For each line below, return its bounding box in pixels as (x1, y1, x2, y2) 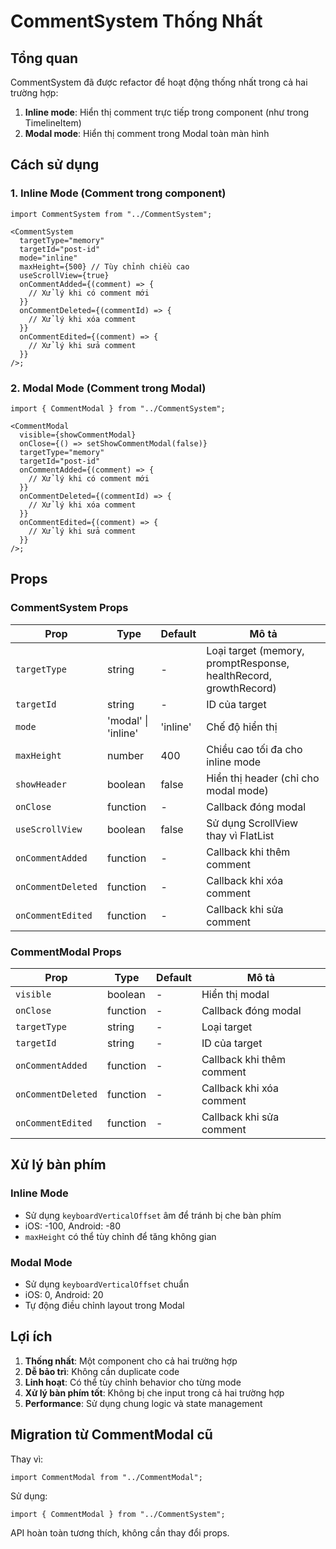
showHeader (15, 778, 67, 790)
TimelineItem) (24, 117, 82, 129)
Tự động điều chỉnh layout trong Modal (24, 1299, 185, 1311)
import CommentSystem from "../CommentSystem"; (10, 209, 213, 219)
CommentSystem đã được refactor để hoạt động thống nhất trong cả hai (10, 76, 308, 88)
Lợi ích (10, 1328, 53, 1345)
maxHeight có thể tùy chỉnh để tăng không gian (24, 1230, 217, 1242)
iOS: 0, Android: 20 (24, 1288, 104, 1300)
